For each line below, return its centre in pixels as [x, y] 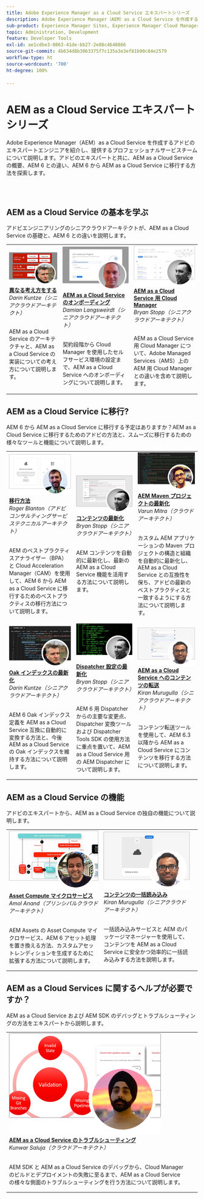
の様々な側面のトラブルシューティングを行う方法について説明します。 [96, 1182]
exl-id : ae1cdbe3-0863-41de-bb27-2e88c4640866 [66, 45]
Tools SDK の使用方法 [103, 739]
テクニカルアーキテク [41, 523]
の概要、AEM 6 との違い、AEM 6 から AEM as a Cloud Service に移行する [98, 165]
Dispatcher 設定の [99, 666]
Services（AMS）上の [161, 361]
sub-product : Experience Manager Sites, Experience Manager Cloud [92, 25]
